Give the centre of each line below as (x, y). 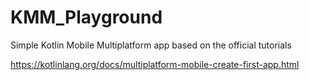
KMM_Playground (86, 17)
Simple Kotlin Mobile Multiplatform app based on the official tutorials (151, 45)
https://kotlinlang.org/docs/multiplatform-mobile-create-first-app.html (155, 64)
